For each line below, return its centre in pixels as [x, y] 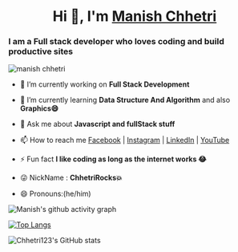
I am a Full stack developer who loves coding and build [116, 42]
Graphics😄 [39, 108]
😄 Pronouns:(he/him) [55, 194]
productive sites [41, 51]
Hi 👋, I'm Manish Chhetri [135, 16]
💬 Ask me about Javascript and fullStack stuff [97, 124]
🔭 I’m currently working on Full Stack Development [105, 84]
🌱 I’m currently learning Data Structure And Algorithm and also [125, 100]
